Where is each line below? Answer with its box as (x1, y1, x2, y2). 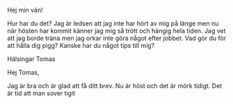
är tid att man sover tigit (7, 89, 75, 97)
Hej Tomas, (7, 69, 40, 76)
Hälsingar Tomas (7, 55, 56, 63)
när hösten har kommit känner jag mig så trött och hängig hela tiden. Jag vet (7, 27, 226, 35)
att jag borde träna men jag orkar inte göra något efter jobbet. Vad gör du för (7, 34, 227, 42)
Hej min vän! (7, 6, 43, 14)
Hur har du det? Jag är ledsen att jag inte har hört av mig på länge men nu (7, 19, 219, 27)
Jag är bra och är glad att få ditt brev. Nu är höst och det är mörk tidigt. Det (7, 82, 223, 89)
